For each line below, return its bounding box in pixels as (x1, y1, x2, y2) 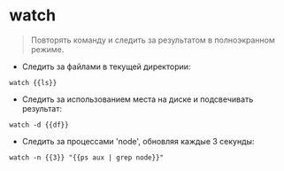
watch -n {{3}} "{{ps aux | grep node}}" (9, 152, 165, 162)
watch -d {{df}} (9, 120, 69, 129)
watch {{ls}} (9, 78, 58, 87)
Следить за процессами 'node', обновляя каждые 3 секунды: (21, 136, 255, 146)
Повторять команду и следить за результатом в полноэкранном (30, 35, 276, 45)
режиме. (30, 43, 65, 54)
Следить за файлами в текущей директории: (21, 61, 191, 72)
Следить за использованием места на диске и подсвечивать (21, 94, 254, 105)
